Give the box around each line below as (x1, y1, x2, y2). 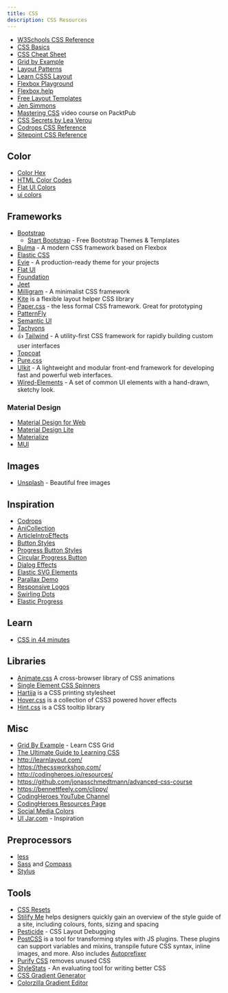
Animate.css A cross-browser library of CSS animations (16, 673, 175, 682)
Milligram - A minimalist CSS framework (16, 287, 130, 296)
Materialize (16, 433, 49, 441)
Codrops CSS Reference (16, 123, 87, 132)
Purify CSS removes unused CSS (16, 957, 111, 965)
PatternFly (16, 309, 47, 317)
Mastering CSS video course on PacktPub (16, 108, 136, 117)
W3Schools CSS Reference (16, 35, 95, 43)
